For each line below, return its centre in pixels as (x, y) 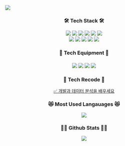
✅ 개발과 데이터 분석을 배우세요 (84, 91)
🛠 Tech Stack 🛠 (84, 20)
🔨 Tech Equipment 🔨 (84, 53)
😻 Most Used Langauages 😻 (84, 104)
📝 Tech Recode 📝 (84, 80)
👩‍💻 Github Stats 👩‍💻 (84, 128)
